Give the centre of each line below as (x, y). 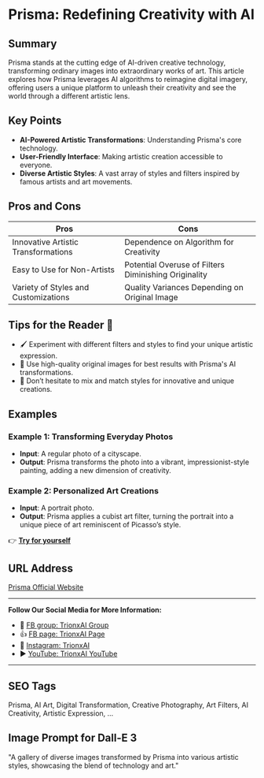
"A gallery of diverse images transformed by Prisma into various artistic (124, 757)
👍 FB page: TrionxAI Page (62, 634)
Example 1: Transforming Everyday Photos (91, 437)
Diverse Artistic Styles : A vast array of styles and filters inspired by (129, 173)
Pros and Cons (44, 207)
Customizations (41, 297)
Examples (33, 414)
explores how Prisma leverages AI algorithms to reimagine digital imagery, (128, 79)
